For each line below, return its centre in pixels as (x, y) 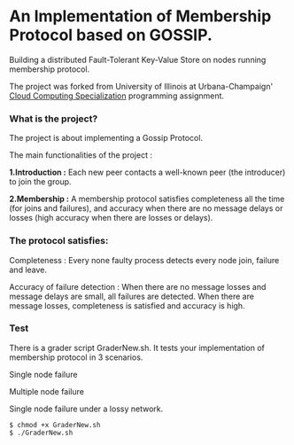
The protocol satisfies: (59, 241)
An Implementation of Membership (140, 16)
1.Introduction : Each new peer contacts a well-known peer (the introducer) (147, 172)
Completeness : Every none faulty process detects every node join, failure (144, 260)
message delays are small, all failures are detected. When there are (132, 296)
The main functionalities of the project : (81, 155)
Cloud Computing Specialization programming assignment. (116, 96)
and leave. (28, 269)
